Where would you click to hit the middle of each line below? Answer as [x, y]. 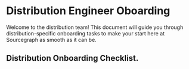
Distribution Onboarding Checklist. [72, 58]
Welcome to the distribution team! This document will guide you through [95, 27]
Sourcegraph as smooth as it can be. [51, 40]
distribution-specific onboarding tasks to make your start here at [86, 33]
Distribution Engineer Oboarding [88, 11]
